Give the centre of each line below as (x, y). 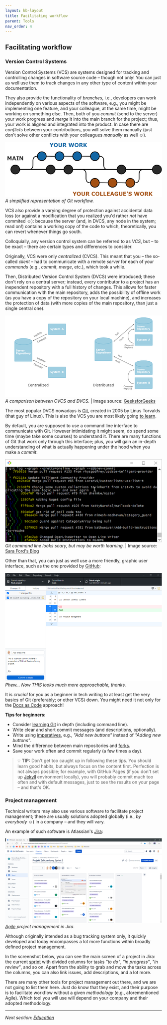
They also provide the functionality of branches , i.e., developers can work (81, 98)
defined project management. (36, 947)
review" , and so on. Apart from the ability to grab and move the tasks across (83, 967)
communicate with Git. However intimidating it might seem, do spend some (82, 431)
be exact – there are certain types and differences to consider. (69, 247)
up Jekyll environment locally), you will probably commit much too (85, 776)
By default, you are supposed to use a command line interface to (71, 426)
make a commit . (22, 452)
